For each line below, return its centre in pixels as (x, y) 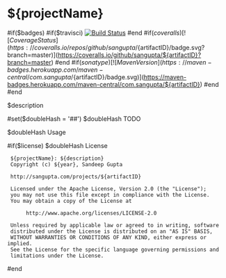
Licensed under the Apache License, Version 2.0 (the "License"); (108, 189)
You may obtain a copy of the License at (71, 201)
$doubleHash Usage (37, 132)
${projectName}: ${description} (57, 158)
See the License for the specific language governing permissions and (114, 250)
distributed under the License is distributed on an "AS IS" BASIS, (112, 231)
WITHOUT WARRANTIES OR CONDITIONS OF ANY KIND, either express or (108, 237)
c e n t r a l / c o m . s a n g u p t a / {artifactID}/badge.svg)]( (76, 77)
